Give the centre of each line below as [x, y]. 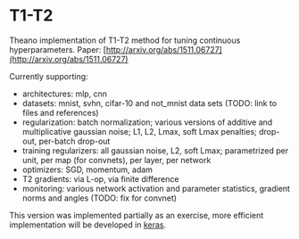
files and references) [61, 112]
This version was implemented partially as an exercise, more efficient [137, 215]
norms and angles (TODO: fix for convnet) [99, 198]
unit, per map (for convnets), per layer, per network [116, 160]
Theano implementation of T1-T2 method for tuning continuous [125, 40]
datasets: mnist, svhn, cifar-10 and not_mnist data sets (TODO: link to [149, 103]
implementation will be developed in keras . [88, 225]
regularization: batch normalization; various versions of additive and [147, 122]
